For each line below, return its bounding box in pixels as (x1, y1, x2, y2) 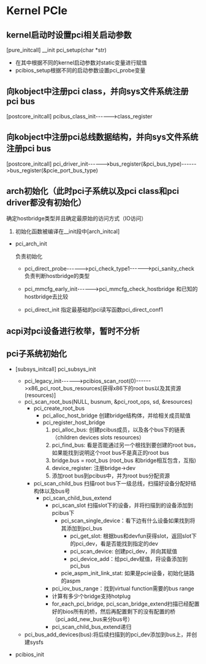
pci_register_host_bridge (42, 419, 105, 426)
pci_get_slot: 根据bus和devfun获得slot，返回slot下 (70, 532, 197, 539)
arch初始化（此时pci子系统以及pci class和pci (6, 186, 180, 196)
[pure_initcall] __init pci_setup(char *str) (6, 47, 107, 53)
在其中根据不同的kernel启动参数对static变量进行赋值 (15, 59, 147, 66)
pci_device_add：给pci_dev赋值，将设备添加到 (70, 555, 188, 562)
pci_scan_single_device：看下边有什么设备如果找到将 (61, 517, 196, 524)
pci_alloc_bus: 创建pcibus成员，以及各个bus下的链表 (51, 426, 185, 433)
